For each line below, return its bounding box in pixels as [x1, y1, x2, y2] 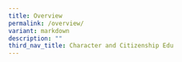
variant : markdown [8, 27, 70, 35]
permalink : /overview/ [8, 19, 84, 27]
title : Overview [8, 11, 63, 20]
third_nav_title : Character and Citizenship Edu [8, 42, 174, 50]
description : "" [8, 34, 63, 43]
